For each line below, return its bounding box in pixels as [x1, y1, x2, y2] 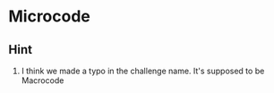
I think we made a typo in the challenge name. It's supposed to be [21, 65, 265, 76]
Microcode [8, 6, 91, 27]
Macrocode [21, 75, 64, 86]
